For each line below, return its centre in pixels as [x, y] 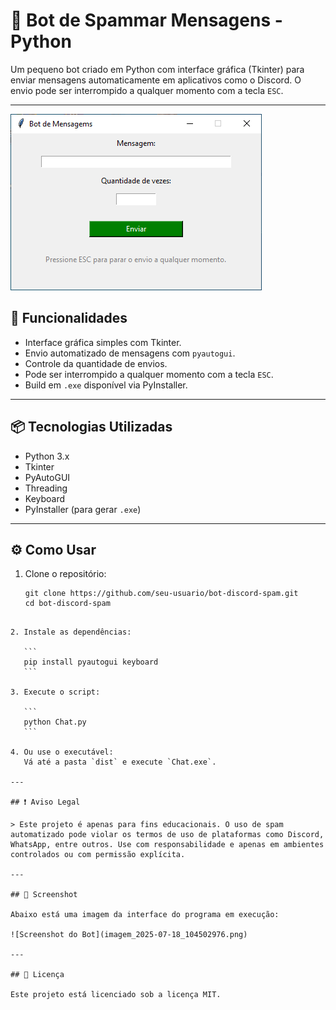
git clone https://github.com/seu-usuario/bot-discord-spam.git [161, 594]
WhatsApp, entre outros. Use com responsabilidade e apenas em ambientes [167, 845]
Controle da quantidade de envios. [96, 363]
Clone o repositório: [65, 574]
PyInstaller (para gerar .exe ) [83, 509]
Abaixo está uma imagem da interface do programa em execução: [145, 915]
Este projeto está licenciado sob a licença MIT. [116, 995]
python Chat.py [55, 722]
